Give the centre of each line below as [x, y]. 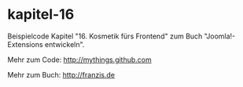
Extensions [26, 44]
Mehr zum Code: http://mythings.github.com [80, 60]
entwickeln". [64, 44]
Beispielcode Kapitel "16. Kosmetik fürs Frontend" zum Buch [105, 36]
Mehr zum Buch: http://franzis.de [61, 74]
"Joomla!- [220, 36]
